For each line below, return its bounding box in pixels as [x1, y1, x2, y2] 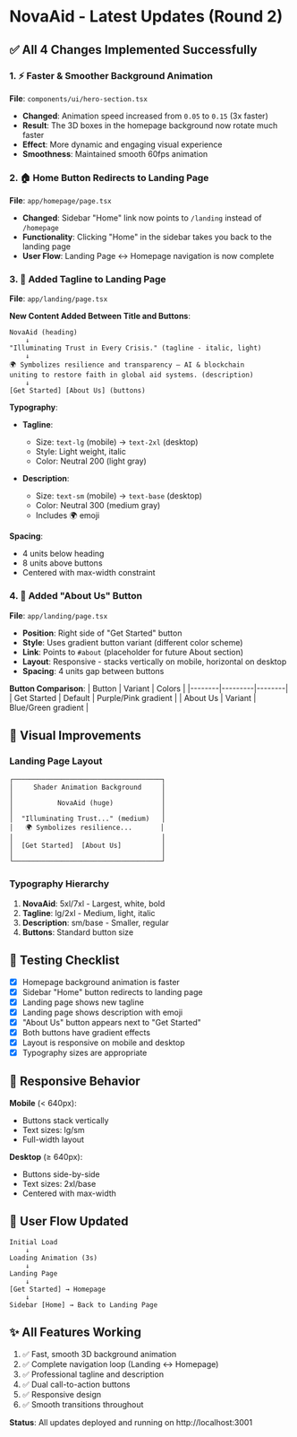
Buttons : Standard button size [21, 926, 134, 938]
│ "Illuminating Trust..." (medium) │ [9, 814, 166, 824]
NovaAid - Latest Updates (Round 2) [9, 6, 284, 27]
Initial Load [9, 1237, 58, 1247]
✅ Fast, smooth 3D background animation [21, 1348, 177, 1359]
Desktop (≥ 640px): [9, 1151, 83, 1162]
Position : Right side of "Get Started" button [21, 628, 182, 638]
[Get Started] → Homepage [9, 1285, 106, 1294]
